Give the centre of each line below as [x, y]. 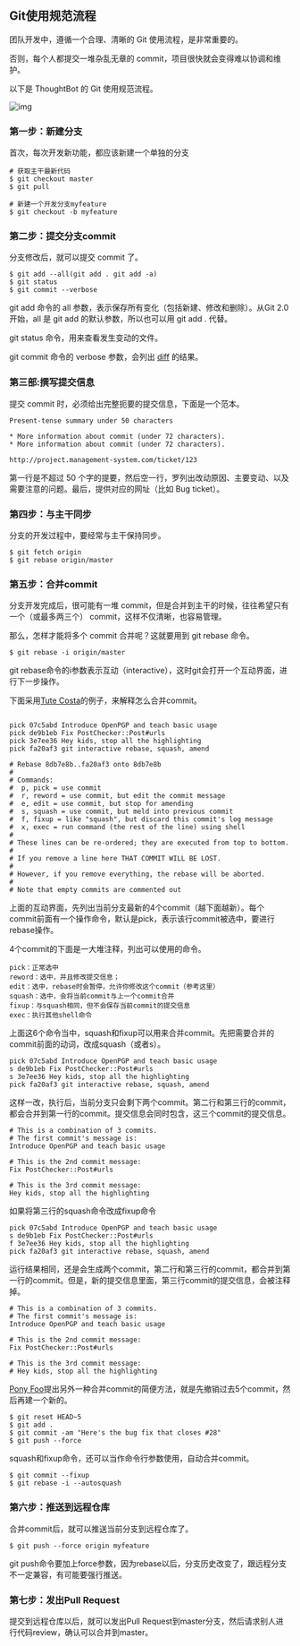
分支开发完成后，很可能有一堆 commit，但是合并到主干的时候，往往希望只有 [149, 605]
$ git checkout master [51, 179]
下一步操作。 [40, 682]
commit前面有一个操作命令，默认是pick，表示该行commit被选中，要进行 [142, 919]
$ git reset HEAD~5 [46, 1418]
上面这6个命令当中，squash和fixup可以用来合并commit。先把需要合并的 [142, 1033]
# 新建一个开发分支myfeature [58, 204]
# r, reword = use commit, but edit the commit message [117, 796]
